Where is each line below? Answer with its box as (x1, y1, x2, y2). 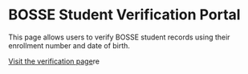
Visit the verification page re (8, 56, 100, 66)
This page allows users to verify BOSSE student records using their (8, 32, 230, 42)
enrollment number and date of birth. (8, 40, 131, 50)
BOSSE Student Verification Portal (8, 6, 241, 24)
